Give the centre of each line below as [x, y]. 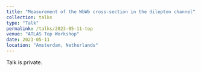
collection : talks [29, 17]
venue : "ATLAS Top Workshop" [43, 34]
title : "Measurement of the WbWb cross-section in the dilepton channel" [101, 12]
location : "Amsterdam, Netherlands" [52, 46]
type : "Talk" [23, 23]
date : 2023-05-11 [28, 40]
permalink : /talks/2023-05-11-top [50, 28]
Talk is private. [24, 62]
